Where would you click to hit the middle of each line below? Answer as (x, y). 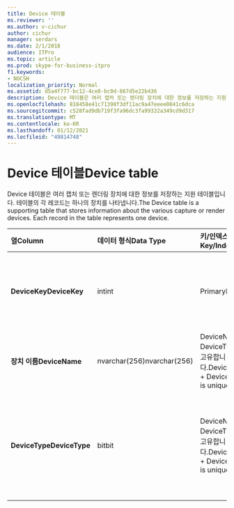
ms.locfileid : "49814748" (45, 137)
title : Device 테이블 (37, 14)
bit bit (106, 445)
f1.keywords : (26, 72)
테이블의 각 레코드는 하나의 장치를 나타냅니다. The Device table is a (108, 203)
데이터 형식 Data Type (131, 241)
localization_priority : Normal (53, 85)
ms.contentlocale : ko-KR (43, 124)
